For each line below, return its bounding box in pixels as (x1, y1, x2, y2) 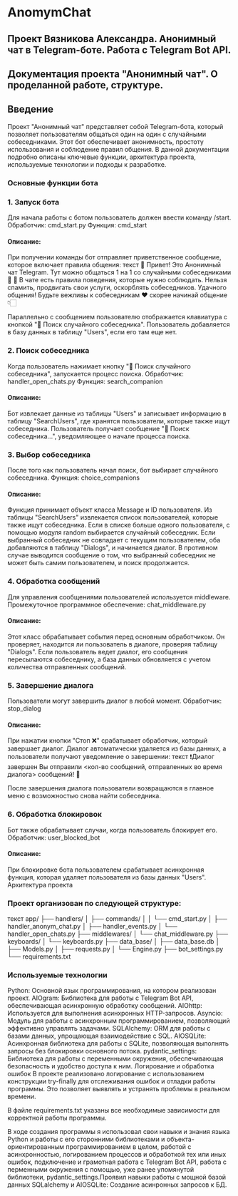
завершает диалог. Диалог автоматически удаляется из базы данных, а (7, 744, 227, 753)
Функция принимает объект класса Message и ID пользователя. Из (7, 505, 212, 514)
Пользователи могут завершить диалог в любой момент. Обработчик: (7, 696, 222, 705)
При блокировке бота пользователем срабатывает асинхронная (7, 865, 205, 874)
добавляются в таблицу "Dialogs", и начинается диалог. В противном (7, 543, 219, 552)
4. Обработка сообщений (7, 577, 100, 587)
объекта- (166, 1135, 195, 1144)
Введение (7, 103, 54, 115)
